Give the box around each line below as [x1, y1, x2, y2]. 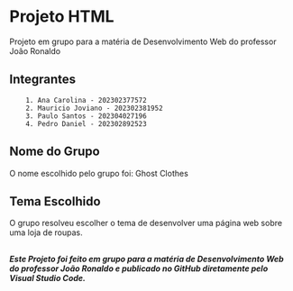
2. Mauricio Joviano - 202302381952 [25, 104, 164, 113]
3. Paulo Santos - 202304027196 [25, 111, 147, 121]
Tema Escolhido [9, 194, 101, 209]
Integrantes [9, 72, 77, 87]
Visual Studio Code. [9, 272, 87, 283]
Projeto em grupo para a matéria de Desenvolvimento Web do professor [9, 36, 277, 47]
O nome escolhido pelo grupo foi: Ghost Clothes [9, 168, 189, 178]
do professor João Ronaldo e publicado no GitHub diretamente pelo [9, 263, 269, 274]
